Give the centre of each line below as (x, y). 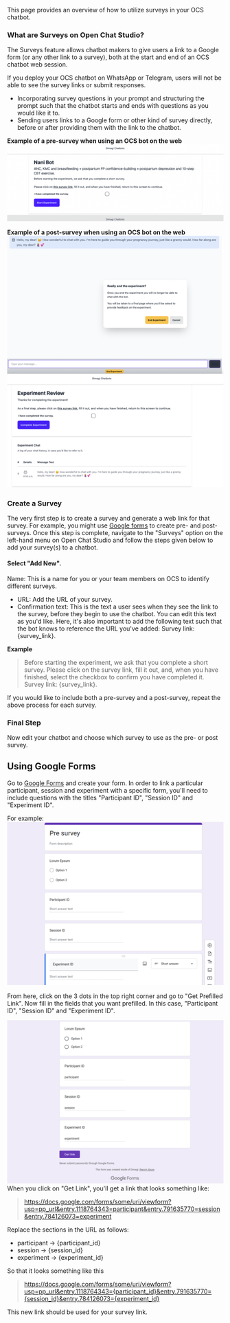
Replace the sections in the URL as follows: (68, 1230)
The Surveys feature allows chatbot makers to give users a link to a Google (113, 50)
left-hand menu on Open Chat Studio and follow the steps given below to (110, 540)
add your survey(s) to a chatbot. (53, 547)
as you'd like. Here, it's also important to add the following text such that (119, 621)
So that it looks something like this (56, 1271)
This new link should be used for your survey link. (77, 1312)
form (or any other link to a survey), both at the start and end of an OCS (108, 57)
